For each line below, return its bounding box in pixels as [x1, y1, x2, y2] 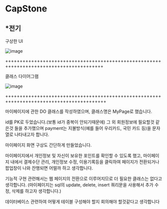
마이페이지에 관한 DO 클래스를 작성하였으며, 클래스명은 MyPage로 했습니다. [5, 108, 153, 114]
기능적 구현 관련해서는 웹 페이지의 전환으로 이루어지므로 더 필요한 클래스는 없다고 [5, 176, 163, 182]
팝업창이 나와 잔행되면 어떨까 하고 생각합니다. [5, 165, 93, 171]
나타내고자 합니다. [14, 131, 49, 137]
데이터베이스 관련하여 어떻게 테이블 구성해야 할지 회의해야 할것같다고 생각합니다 [5, 199, 160, 205]
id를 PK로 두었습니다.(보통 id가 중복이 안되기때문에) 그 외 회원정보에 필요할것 [5, 119, 155, 125]
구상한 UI [5, 38, 23, 44]
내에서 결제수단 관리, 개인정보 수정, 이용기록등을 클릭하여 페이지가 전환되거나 [10, 159, 160, 165]
